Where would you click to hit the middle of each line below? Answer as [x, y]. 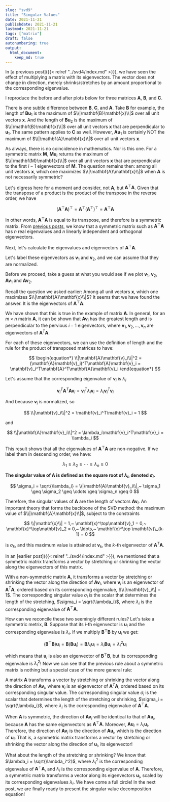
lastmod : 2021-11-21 [27, 29]
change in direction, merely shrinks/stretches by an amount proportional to [83, 83]
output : [13, 48]
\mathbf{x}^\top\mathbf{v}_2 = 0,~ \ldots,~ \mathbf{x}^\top [69, 529]
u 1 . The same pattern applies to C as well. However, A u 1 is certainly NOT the [85, 132]
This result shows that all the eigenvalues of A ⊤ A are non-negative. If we [82, 448]
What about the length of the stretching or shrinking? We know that [76, 755]
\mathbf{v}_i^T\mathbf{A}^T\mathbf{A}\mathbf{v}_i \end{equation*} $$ [85, 369]
